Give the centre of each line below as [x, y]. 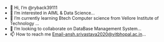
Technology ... [25, 23]
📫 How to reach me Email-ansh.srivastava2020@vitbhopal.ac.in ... [78, 34]
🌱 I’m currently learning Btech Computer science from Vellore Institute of [84, 18]
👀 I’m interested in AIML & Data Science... [52, 13]
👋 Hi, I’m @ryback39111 [34, 8]
